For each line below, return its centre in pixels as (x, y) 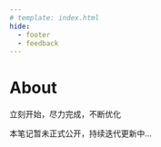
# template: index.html (55, 18)
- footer (34, 34)
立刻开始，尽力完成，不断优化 (65, 114)
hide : (20, 26)
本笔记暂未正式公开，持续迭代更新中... (81, 133)
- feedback (38, 43)
